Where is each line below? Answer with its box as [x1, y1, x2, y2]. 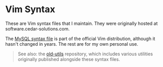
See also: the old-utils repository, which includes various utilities [17, 51, 153, 57]
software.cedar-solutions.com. [5, 25, 70, 31]
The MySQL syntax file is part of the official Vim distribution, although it [5, 36, 155, 42]
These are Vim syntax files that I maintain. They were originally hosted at [5, 20, 158, 26]
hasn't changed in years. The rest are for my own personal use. [5, 41, 139, 47]
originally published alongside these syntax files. [17, 56, 120, 62]
